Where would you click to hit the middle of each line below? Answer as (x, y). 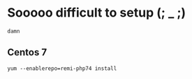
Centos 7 (27, 52)
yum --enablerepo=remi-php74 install (62, 68)
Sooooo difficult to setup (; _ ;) (97, 13)
